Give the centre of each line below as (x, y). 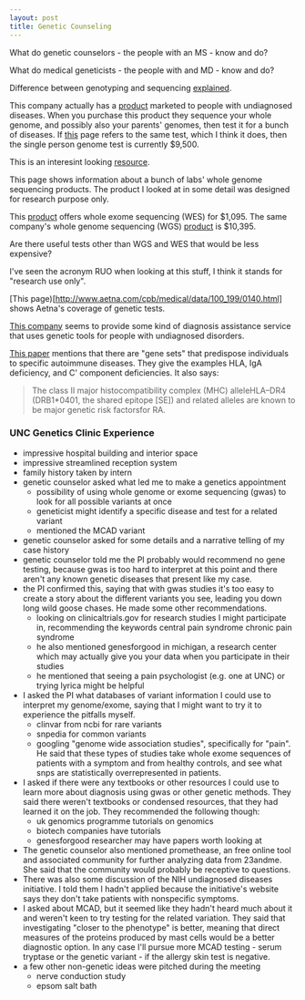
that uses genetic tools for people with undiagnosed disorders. (127, 335)
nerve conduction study (81, 975)
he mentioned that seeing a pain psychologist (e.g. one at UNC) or (160, 675)
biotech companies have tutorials (98, 830)
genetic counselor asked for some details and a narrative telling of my (153, 540)
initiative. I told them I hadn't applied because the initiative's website (151, 889)
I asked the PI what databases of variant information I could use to (147, 695)
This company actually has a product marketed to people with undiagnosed (151, 105)
